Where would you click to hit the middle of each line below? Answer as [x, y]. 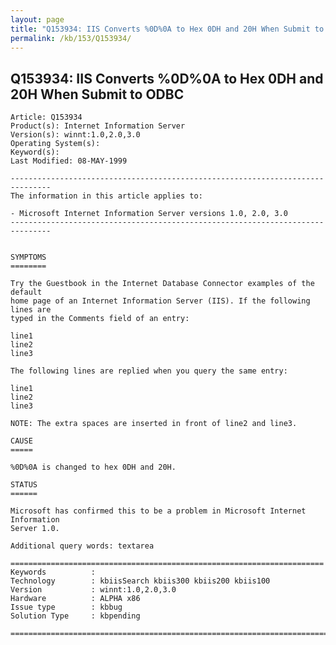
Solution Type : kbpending [75, 616]
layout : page [37, 19]
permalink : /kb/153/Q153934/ [71, 38]
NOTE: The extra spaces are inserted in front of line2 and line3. [154, 424]
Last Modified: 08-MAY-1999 [69, 161]
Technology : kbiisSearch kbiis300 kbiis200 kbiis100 [140, 581]
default [26, 292]
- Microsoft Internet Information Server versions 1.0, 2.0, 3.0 [149, 214]
